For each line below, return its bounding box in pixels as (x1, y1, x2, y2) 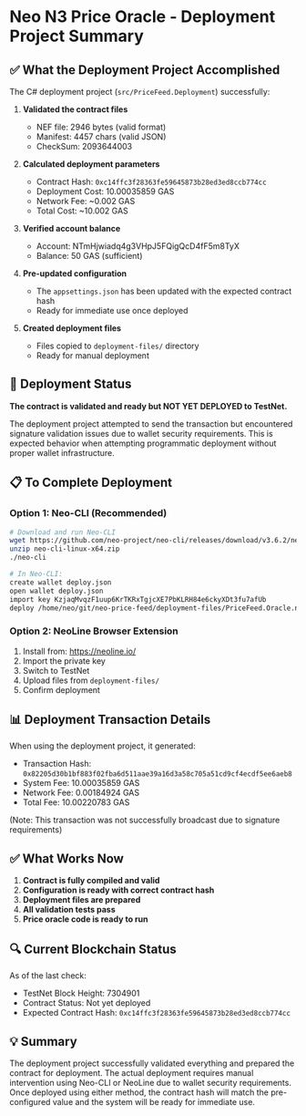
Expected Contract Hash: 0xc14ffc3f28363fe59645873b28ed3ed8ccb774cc (22, 1007, 291, 1018)
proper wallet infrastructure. (9, 447, 116, 458)
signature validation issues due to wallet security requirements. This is (9, 428, 273, 439)
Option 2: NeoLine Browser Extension (9, 625, 179, 637)
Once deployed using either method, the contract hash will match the (9, 1087, 269, 1098)
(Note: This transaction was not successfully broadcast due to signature (9, 814, 280, 826)
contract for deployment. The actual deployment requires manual (9, 1067, 254, 1078)
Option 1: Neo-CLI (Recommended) (9, 507, 168, 520)
